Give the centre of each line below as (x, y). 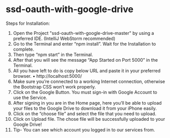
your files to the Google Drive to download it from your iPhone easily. (85, 108)
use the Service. (30, 98)
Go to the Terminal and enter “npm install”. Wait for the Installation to (84, 43)
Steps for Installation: (28, 23)
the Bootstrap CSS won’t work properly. (54, 86)
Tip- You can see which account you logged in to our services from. (84, 129)
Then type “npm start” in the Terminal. (53, 55)
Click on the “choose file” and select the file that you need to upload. (84, 113)
